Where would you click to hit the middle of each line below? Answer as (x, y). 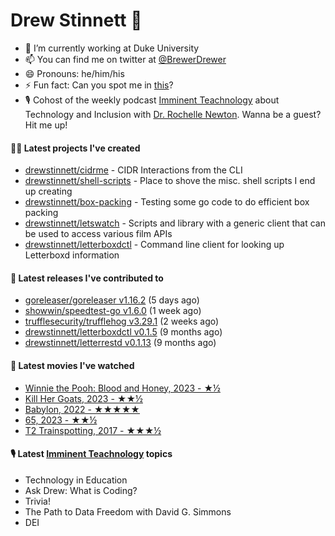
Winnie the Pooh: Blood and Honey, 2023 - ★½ (122, 388)
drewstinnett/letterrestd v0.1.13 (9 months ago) (120, 343)
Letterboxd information (72, 255)
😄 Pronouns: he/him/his (74, 73)
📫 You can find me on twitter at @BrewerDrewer (125, 59)
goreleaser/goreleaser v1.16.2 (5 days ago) (112, 300)
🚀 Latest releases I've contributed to (87, 278)
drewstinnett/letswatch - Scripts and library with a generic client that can (175, 223)
